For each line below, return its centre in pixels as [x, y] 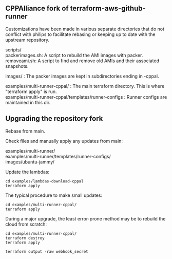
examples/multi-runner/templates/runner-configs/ [58, 156]
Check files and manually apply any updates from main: [64, 141]
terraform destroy [25, 238]
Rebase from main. [25, 131]
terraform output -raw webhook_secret [47, 251]
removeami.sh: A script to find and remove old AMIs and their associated [82, 61]
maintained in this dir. [28, 102]
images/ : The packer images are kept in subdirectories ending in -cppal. [82, 76]
